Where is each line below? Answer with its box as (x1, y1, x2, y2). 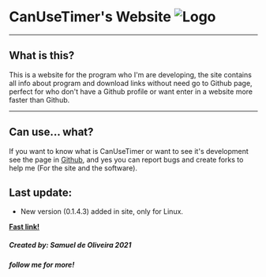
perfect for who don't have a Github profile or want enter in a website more (9, 87, 253, 96)
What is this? (9, 49, 75, 62)
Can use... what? (9, 125, 94, 139)
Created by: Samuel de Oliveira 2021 (9, 240, 132, 249)
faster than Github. (9, 95, 70, 104)
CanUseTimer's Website (9, 8, 172, 26)
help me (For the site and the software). (9, 163, 137, 173)
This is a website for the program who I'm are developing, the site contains (9, 69, 252, 79)
